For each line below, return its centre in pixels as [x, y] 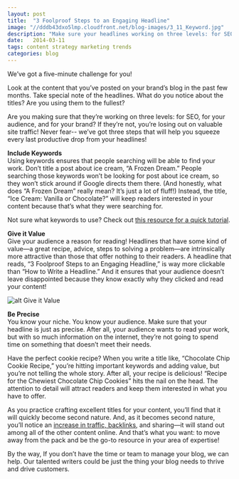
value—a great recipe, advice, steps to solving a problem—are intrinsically [116, 248]
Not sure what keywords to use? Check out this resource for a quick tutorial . [119, 220]
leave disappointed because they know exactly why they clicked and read [116, 279]
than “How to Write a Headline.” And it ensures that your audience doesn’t [116, 271]
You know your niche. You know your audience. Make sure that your [107, 322]
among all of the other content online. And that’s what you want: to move [114, 432]
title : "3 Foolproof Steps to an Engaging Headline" [89, 21]
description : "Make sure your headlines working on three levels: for [114, 34]
